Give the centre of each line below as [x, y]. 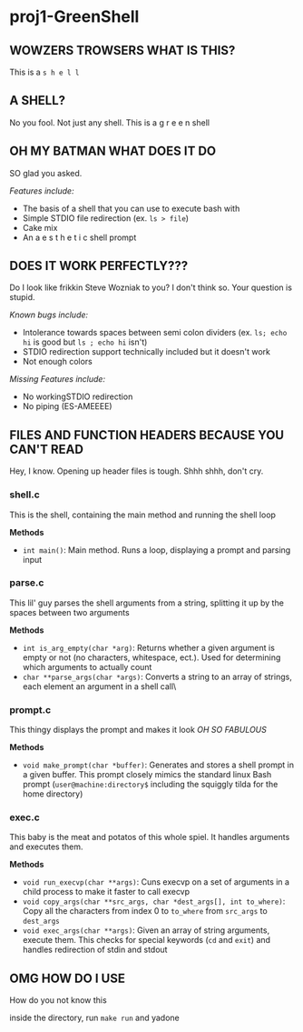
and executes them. [46, 847]
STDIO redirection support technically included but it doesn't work [146, 352]
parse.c [27, 583]
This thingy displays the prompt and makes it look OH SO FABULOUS [138, 730]
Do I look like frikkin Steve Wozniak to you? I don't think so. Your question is [151, 287]
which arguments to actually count [87, 666]
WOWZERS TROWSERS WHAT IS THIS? [122, 50]
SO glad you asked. [46, 173]
